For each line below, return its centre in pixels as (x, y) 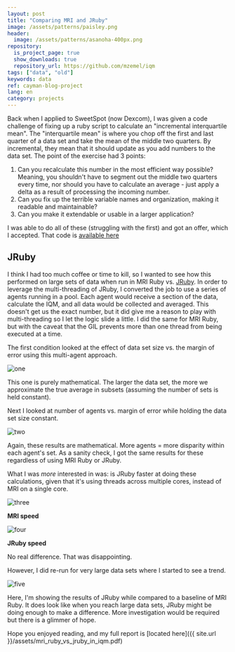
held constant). (29, 397)
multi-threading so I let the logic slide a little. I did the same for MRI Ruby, (113, 319)
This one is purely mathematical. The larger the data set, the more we (108, 382)
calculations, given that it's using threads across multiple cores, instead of (115, 481)
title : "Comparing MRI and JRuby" (58, 20)
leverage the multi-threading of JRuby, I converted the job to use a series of (117, 289)
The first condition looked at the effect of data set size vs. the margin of (111, 347)
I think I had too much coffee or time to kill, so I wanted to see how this (109, 274)
